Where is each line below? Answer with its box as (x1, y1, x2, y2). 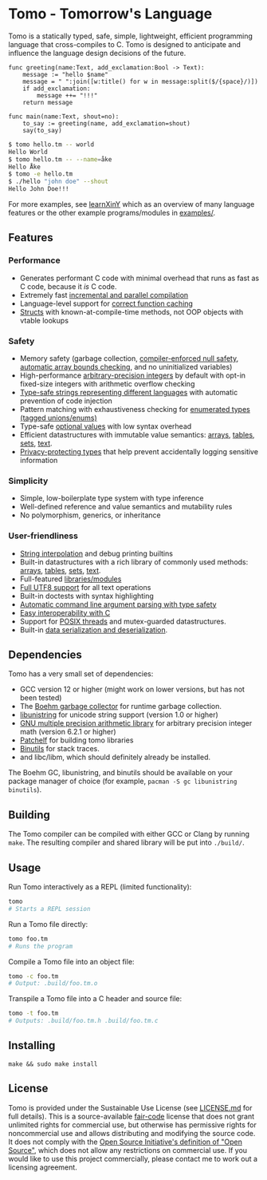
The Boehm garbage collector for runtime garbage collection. (19, 702, 222, 711)
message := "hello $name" (22, 70, 109, 78)
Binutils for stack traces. (19, 744, 100, 754)
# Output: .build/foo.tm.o (8, 980, 98, 988)
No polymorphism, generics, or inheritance (19, 510, 161, 520)
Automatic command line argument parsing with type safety (19, 600, 217, 609)
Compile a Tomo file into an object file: (8, 956, 135, 966)
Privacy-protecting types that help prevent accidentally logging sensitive (19, 447, 259, 457)
